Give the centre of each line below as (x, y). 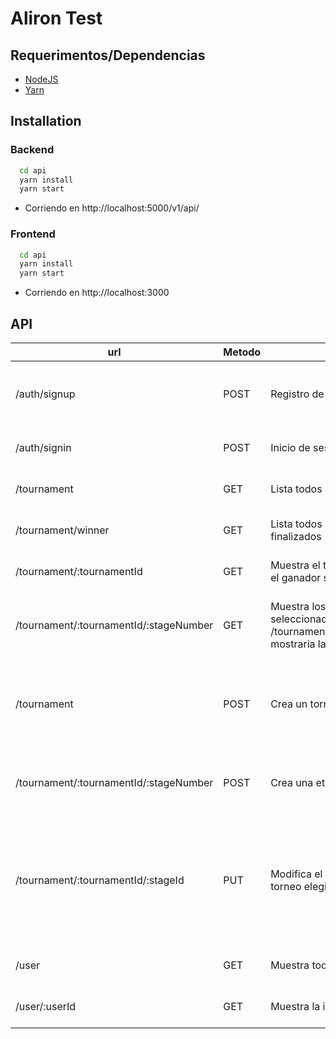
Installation (46, 121)
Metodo (242, 352)
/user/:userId (46, 1007)
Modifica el (296, 874)
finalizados (296, 537)
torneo (286, 887)
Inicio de (290, 448)
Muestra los (298, 607)
